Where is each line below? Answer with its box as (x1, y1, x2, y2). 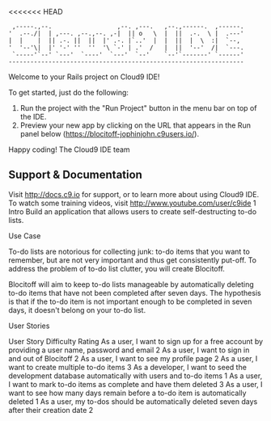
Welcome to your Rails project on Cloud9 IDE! (8, 72, 160, 82)
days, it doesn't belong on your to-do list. (8, 305, 146, 314)
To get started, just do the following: (8, 88, 129, 97)
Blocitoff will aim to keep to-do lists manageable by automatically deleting (8, 279, 255, 289)
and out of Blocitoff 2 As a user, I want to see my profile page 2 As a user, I (8, 353, 258, 363)
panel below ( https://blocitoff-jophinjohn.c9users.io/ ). (19, 129, 200, 138)
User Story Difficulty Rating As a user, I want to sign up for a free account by (8, 336, 264, 346)
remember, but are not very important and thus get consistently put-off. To (8, 255, 257, 265)
